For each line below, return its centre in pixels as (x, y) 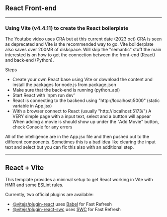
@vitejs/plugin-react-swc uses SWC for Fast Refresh (66, 209)
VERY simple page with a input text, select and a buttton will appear (82, 116)
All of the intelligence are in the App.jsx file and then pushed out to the (77, 137)
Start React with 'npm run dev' (43, 95)
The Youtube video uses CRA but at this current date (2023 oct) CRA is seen (83, 39)
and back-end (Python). (30, 60)
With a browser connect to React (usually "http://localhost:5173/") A (82, 111)
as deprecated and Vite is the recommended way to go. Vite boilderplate (80, 44)
